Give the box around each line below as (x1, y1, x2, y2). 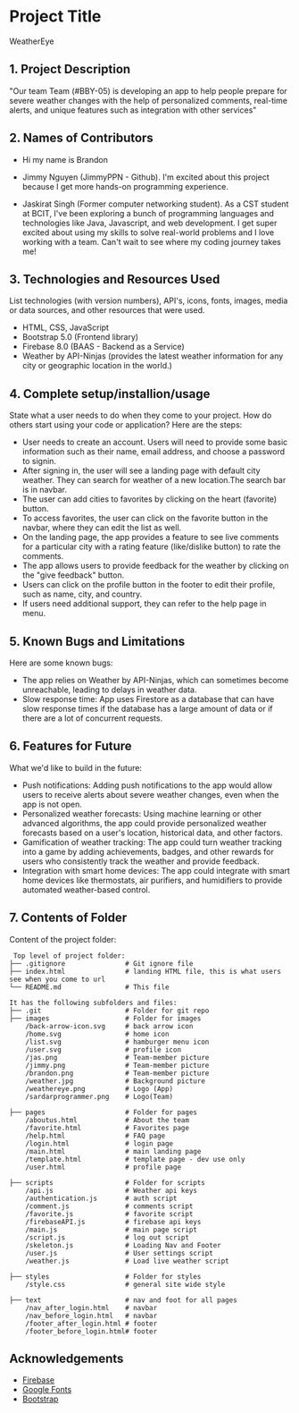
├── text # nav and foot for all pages (9, 1295, 238, 1305)
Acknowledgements (9, 1351, 124, 1366)
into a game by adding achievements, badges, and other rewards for (21, 846, 274, 857)
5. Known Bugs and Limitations (9, 633, 186, 649)
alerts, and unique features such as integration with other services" (9, 105, 257, 115)
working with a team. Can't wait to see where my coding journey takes (21, 236, 281, 247)
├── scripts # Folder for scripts (9, 1178, 205, 1187)
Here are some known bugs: (9, 657, 113, 668)
